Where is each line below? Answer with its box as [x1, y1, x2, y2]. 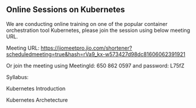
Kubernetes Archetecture [6, 96, 68, 103]
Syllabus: [6, 73, 29, 80]
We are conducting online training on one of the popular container [6, 20, 168, 27]
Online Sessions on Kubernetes [6, 5, 125, 15]
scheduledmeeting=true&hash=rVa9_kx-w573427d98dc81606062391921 [6, 50, 186, 58]
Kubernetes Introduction [6, 85, 66, 92]
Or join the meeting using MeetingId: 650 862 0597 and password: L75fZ [6, 62, 185, 69]
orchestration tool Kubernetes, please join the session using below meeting [6, 27, 191, 34]
